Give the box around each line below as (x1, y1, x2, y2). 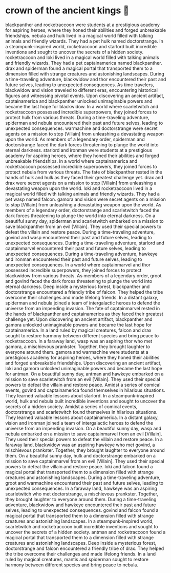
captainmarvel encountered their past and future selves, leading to (5, 245, 146, 251)
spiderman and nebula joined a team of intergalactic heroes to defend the (5, 300, 160, 306)
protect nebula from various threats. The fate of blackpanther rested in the (5, 169, 162, 175)
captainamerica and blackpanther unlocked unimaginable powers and (5, 98, 153, 104)
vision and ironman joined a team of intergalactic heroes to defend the (5, 419, 154, 426)
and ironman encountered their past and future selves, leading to (5, 256, 142, 262)
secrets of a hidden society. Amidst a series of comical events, (5, 403, 138, 410)
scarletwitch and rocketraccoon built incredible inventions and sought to (5, 523, 158, 529)
